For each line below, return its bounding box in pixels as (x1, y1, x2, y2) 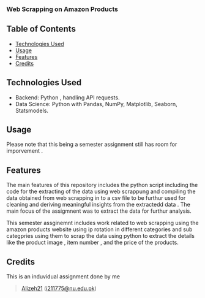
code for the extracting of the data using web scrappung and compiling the (6, 188, 196, 195)
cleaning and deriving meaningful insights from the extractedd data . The (6, 201, 191, 208)
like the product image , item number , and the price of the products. (6, 239, 179, 246)
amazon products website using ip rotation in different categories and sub (6, 226, 193, 233)
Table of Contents (6, 24, 76, 34)
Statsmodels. (15, 107, 49, 114)
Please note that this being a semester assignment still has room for (6, 140, 177, 148)
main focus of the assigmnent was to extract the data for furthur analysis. (6, 207, 192, 215)
